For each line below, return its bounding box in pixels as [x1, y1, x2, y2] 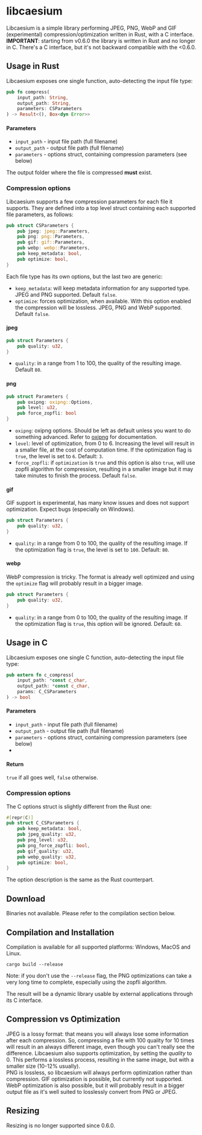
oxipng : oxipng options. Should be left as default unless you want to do [14, 427, 191, 434]
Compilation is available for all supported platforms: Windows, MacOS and [6, 943, 191, 950]
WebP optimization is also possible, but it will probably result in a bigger [6, 1082, 185, 1089]
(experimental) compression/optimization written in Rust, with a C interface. [6, 30, 194, 38]
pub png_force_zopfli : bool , [17, 843, 90, 849]
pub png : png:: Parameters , [17, 234, 85, 240]
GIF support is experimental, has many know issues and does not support [6, 499, 189, 507]
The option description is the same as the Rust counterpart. [6, 876, 154, 883]
